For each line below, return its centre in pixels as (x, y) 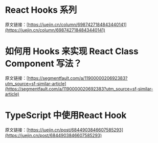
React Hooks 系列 (41, 10)
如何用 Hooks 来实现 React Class (72, 51)
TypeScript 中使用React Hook (66, 115)
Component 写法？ (44, 64)
